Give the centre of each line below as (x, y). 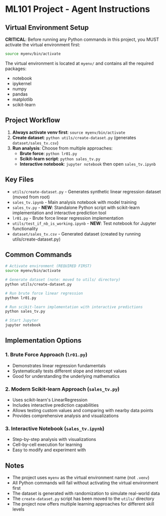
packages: (16, 69)
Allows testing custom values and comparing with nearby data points (83, 411)
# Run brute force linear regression (44, 293)
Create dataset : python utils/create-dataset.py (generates (74, 137)
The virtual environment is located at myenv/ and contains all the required (80, 63)
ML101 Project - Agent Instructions (78, 9)
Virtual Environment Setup (47, 28)
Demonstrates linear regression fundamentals (59, 365)
